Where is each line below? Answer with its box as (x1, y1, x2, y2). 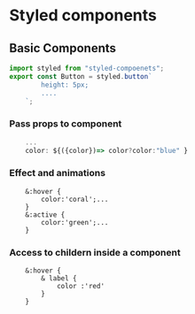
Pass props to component (9, 118, 122, 130)
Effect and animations (9, 167, 106, 180)
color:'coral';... (41, 195, 109, 203)
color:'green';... (41, 218, 109, 226)
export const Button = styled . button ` (9, 72, 152, 80)
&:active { (25, 210, 66, 219)
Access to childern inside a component (9, 246, 181, 258)
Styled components (9, 5, 157, 26)
